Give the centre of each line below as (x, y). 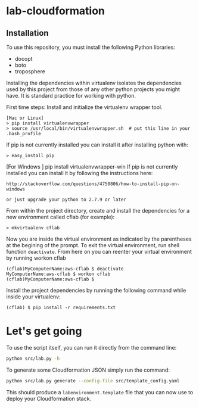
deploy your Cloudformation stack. (49, 398)
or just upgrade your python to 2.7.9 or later (66, 200)
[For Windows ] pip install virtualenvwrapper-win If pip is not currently (92, 167)
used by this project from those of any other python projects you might (93, 89)
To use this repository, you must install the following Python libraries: (91, 47)
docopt (24, 59)
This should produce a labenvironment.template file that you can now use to (100, 392)
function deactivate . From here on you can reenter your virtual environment (99, 252)
